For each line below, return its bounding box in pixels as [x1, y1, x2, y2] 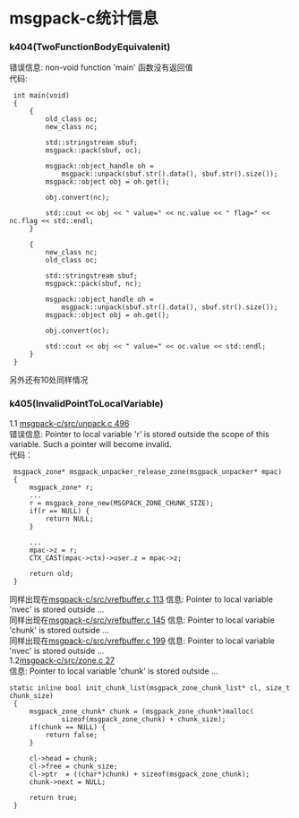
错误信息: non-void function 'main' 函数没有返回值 [9, 62, 193, 73]
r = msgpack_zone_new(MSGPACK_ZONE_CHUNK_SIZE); [29, 498, 215, 507]
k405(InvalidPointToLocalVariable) [9, 398, 164, 410]
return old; [29, 569, 74, 578]
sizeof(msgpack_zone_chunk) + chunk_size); [61, 714, 226, 724]
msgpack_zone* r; [29, 483, 94, 492]
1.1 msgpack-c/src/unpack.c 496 [9, 418, 130, 428]
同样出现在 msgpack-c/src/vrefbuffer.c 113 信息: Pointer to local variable [9, 593, 273, 605]
